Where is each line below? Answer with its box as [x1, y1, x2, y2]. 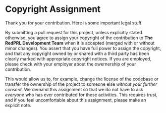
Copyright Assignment [5, 3, 101, 15]
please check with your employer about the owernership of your [5, 61, 136, 67]
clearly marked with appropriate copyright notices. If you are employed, [5, 56, 152, 61]
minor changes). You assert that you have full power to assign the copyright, [5, 45, 161, 51]
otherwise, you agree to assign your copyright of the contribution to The [5, 35, 153, 41]
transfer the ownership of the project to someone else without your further [5, 81, 158, 87]
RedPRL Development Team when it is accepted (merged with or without [5, 40, 155, 46]
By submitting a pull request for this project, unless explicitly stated [5, 29, 142, 35]
